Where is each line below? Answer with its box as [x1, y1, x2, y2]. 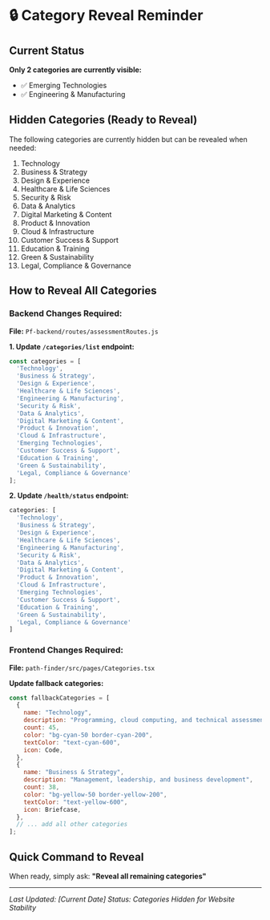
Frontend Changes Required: [9, 644, 123, 656]
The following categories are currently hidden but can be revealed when [9, 134, 248, 144]
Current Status [9, 43, 85, 57]
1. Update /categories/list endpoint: [9, 341, 135, 351]
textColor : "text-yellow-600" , [23, 798, 128, 806]
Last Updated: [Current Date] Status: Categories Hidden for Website [9, 894, 236, 904]
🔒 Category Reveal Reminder [9, 6, 204, 25]
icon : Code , [23, 746, 63, 754]
